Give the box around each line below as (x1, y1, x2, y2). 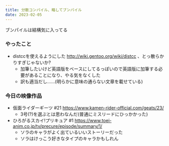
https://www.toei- (74, 118, 112, 124)
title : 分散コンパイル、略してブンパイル (5, 7, 82, 13)
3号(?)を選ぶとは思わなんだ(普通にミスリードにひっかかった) (20, 111, 148, 117)
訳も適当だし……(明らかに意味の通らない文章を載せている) (20, 78, 144, 84)
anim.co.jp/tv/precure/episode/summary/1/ (12, 123, 103, 129)
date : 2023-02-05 (5, 12, 42, 17)
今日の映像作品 (5, 92, 42, 99)
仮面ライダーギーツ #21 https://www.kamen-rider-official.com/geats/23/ (12, 105, 164, 111)
